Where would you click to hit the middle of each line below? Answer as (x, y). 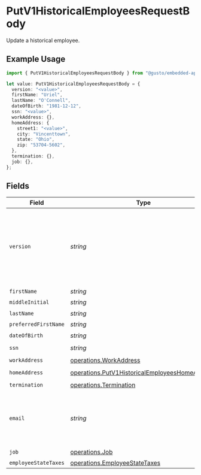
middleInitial (29, 302)
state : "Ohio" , (36, 140)
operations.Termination (103, 385)
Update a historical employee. (43, 40)
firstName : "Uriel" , (37, 95)
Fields (18, 186)
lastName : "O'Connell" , (41, 101)
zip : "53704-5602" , (41, 145)
